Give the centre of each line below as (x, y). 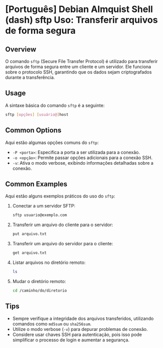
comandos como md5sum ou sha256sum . (52, 324)
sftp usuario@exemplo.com (39, 215)
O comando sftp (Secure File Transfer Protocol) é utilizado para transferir (81, 61)
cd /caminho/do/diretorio (39, 291)
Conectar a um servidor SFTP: (44, 206)
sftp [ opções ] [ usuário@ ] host (37, 114)
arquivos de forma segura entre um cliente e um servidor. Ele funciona (78, 67)
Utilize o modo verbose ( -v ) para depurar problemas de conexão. (80, 329)
